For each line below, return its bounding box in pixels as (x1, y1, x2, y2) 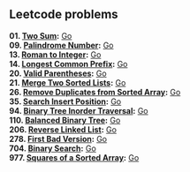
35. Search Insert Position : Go (9, 96, 122, 107)
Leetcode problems (9, 7, 118, 22)
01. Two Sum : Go (9, 30, 72, 41)
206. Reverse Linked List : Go (9, 123, 118, 135)
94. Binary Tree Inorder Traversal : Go (9, 105, 148, 116)
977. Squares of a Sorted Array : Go (9, 152, 140, 162)
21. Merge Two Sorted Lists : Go (9, 77, 126, 87)
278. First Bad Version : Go (9, 133, 108, 144)
